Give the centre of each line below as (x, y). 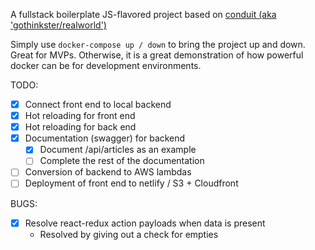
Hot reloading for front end (80, 116)
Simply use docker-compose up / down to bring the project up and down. (158, 44)
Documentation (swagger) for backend (105, 138)
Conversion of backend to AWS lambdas (108, 172)
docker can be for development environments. (106, 65)
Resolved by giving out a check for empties (129, 234)
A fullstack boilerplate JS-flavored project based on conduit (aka (143, 14)
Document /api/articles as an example (118, 150)
